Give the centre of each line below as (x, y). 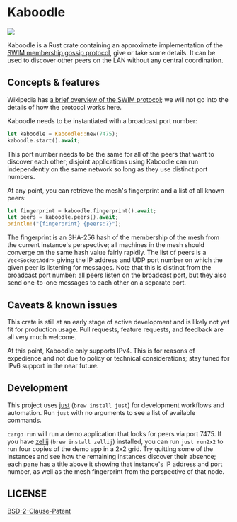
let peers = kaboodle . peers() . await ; (63, 217)
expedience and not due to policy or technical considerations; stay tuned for (118, 358)
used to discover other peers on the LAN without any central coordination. (115, 60)
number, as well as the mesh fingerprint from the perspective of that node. (116, 471)
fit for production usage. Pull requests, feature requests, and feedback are (116, 329)
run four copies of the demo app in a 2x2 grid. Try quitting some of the (110, 449)
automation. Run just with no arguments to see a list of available (102, 412)
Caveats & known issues (63, 305)
